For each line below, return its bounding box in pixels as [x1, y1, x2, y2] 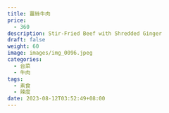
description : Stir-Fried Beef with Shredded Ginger [7, 29, 162, 37]
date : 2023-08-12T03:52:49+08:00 [7, 95, 106, 102]
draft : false [7, 36, 46, 44]
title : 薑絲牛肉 [7, 10, 51, 18]
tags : [7, 75, 23, 83]
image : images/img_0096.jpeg [7, 50, 93, 57]
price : [7, 17, 27, 24]
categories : [7, 56, 42, 63]
